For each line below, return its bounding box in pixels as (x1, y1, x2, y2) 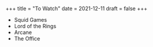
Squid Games (14, 16, 47, 23)
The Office (14, 35, 41, 42)
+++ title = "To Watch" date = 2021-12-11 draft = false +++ (5, 5, 148, 12)
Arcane (14, 29, 32, 36)
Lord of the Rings (14, 23, 57, 29)
